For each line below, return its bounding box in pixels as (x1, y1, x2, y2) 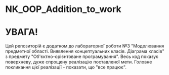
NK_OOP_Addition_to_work (5, 3, 121, 15)
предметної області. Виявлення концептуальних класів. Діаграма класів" (5, 48, 164, 54)
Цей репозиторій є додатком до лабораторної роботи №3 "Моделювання (5, 43, 164, 49)
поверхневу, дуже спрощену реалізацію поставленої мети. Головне (5, 59, 152, 65)
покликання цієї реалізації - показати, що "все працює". (5, 64, 126, 70)
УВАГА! (5, 26, 38, 38)
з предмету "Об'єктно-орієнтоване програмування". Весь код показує (5, 53, 158, 59)
